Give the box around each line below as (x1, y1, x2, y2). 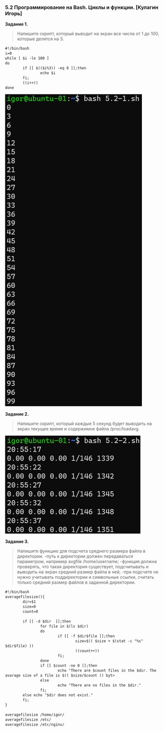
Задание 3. (5, 538, 29, 544)
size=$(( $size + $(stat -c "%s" (75, 639, 143, 644)
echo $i (40, 71, 56, 76)
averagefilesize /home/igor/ (5, 712, 65, 717)
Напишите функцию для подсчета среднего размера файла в (17, 548, 146, 554)
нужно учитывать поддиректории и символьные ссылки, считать (17, 574, 154, 580)
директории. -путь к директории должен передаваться (17, 553, 134, 559)
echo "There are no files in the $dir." (57, 683, 141, 688)
